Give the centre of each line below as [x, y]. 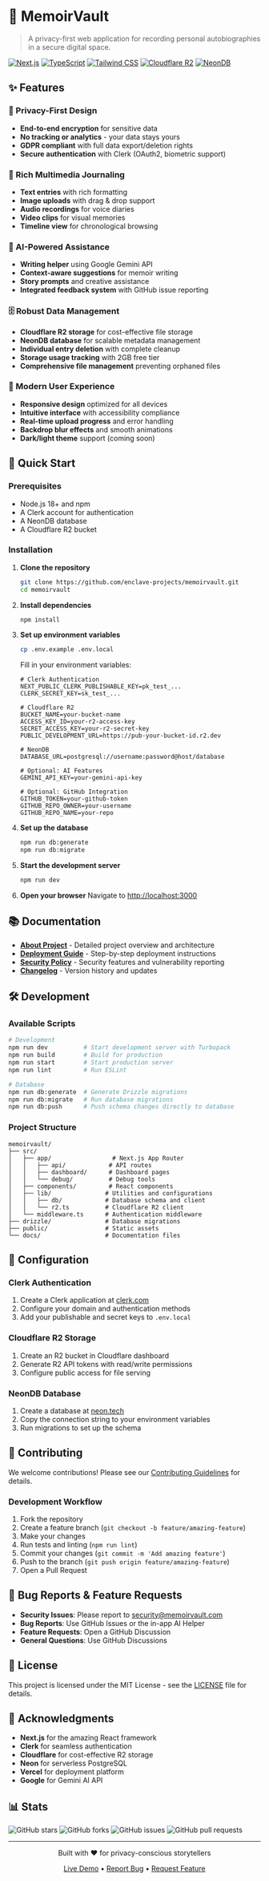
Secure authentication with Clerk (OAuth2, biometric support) [123, 154]
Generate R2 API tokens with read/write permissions [106, 1364]
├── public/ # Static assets [84, 1228]
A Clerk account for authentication [77, 512]
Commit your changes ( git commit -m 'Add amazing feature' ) [122, 1553]
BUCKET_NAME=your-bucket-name [70, 715]
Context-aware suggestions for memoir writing [99, 273]
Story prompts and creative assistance [84, 282]
